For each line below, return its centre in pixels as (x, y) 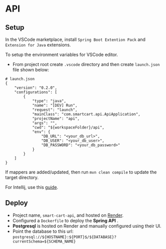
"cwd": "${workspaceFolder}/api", (68, 128)
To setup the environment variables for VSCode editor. (62, 54)
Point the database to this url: (43, 231)
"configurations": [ (36, 92)
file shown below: (31, 70)
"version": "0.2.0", (36, 88)
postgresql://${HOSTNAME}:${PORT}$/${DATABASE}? (64, 237)
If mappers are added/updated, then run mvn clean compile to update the (81, 172)
